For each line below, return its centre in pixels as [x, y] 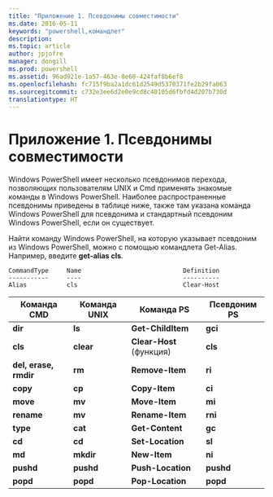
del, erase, [33, 365]
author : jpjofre [36, 54]
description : [30, 39]
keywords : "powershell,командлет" [67, 31]
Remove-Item [159, 370]
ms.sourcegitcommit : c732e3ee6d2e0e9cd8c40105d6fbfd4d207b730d [118, 92]
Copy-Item [153, 389]
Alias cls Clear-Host [114, 285]
